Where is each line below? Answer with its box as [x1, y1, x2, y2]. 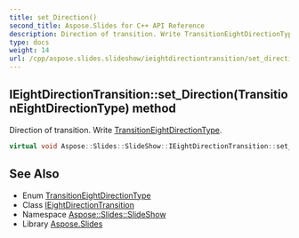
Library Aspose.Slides [21, 218, 103, 229]
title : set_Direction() [9, 12, 98, 22]
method [132, 101, 176, 116]
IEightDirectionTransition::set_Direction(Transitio [9, 87, 288, 102]
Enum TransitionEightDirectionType [21, 190, 151, 201]
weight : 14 [9, 46, 50, 55]
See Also [9, 166, 60, 182]
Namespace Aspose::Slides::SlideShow [21, 209, 166, 219]
